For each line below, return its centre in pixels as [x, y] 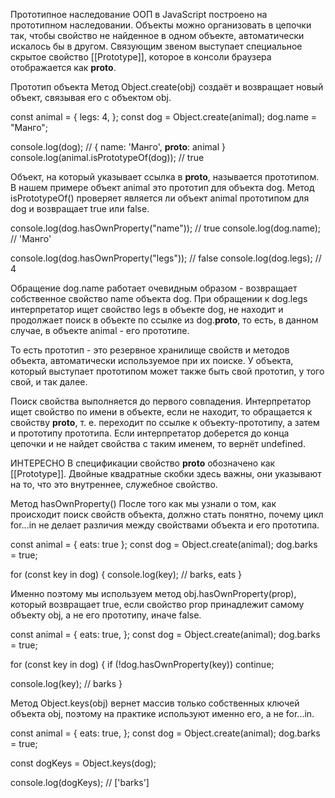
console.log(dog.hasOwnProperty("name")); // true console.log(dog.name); [166, 228]
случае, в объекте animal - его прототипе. [100, 330]
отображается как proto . [63, 67]
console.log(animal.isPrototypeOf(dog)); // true [107, 157]
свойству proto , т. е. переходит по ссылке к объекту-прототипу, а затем [165, 422]
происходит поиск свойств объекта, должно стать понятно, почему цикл [167, 514]
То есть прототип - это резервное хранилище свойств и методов [150, 350]
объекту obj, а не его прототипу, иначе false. [106, 615]
